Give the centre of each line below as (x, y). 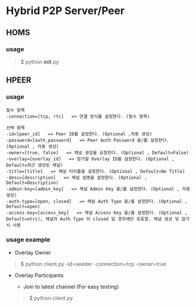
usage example (28, 240)
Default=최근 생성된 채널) (35, 165)
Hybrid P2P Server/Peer (65, 11)
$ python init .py (40, 62)
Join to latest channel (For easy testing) (71, 286)
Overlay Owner (33, 253)
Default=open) (23, 206)
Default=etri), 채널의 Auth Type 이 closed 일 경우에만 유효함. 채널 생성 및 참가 (98, 219)
